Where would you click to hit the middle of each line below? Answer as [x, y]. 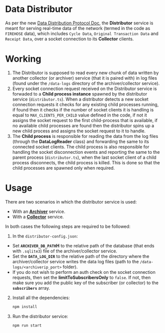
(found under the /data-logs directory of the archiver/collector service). [86, 83]
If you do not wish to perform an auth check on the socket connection [84, 272]
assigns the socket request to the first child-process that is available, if [85, 120]
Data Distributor [39, 9]
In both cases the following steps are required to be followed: [68, 226]
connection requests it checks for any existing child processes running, [85, 104]
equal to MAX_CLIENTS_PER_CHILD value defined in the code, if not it [80, 115]
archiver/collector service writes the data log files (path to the [76, 261]
